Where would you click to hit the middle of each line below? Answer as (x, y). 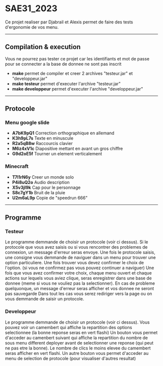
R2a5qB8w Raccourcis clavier (42, 144)
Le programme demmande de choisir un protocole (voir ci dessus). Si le (77, 242)
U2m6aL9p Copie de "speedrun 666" (50, 198)
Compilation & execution (43, 47)
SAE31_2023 (31, 9)
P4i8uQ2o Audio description (41, 182)
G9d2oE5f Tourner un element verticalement (57, 154)
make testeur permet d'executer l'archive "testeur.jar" (66, 84)
